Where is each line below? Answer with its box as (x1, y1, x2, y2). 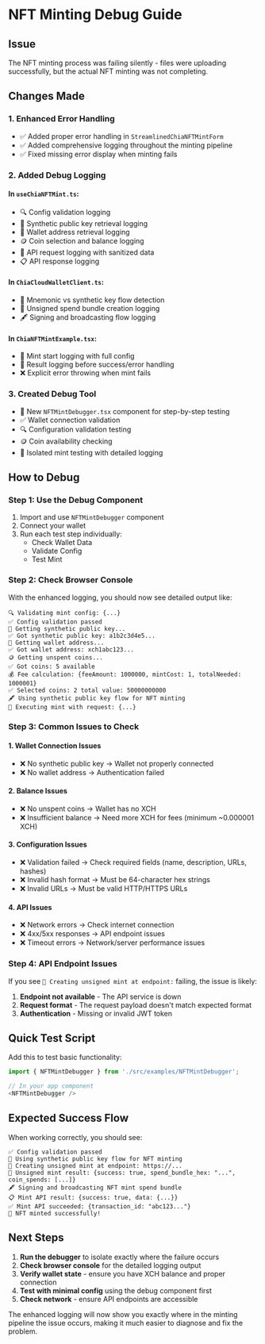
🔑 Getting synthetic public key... (8, 624, 126, 632)
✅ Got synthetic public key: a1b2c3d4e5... (8, 632, 156, 639)
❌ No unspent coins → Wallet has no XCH (19, 804, 156, 813)
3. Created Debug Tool (8, 389, 97, 400)
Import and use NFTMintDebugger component (19, 513, 164, 522)
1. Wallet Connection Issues (8, 741, 102, 751)
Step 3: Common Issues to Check (8, 721, 140, 732)
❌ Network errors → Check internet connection (19, 920, 175, 930)
